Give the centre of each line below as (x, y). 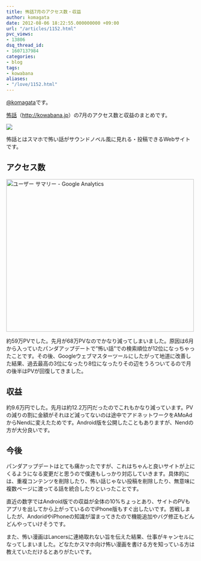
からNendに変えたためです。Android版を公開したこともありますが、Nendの (100, 422)
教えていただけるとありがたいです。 (50, 552)
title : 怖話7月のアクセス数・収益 (44, 12)
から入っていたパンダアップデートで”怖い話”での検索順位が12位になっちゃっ (100, 348)
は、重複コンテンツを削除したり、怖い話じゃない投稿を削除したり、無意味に (100, 481)
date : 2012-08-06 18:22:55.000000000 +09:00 (63, 23)
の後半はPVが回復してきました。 (46, 371)
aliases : (17, 79)
